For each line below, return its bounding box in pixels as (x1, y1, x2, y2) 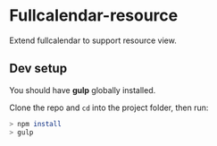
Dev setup (9, 61, 68, 76)
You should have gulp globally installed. (9, 84, 156, 95)
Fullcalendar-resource (9, 5, 179, 26)
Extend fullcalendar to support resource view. (9, 35, 177, 46)
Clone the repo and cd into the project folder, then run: (9, 102, 209, 113)
